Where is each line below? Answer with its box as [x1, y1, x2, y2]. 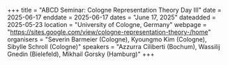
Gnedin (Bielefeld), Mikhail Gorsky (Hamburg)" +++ [7, 50, 155, 58]
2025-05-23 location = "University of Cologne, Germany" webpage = [7, 21, 207, 28]
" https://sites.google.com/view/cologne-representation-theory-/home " [7, 28, 211, 36]
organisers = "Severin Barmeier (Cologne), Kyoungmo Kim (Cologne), [7, 35, 207, 44]
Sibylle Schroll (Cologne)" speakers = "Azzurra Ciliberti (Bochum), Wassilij [7, 43, 221, 50]
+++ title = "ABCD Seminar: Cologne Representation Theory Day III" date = [7, 6, 222, 14]
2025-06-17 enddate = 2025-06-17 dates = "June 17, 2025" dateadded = [7, 13, 216, 21]
